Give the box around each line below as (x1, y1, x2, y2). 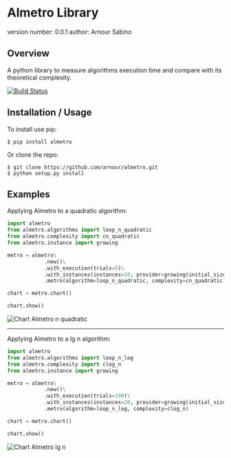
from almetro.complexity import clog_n (7, 361, 122, 368)
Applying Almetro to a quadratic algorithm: (7, 207, 127, 215)
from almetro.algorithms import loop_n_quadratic (7, 226, 153, 234)
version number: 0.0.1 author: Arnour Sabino (7, 28, 132, 36)
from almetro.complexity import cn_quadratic (7, 233, 140, 240)
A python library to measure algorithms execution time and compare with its (7, 66, 222, 74)
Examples (7, 188, 50, 200)
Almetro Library (7, 5, 99, 21)
